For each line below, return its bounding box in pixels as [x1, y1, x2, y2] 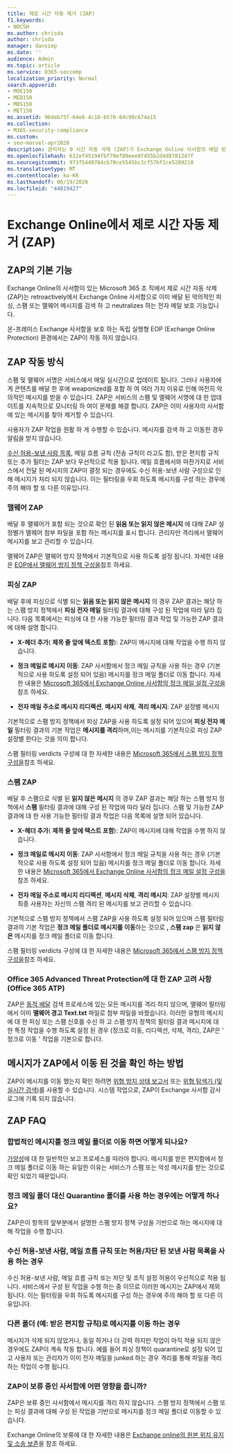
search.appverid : [7, 81, 58, 88]
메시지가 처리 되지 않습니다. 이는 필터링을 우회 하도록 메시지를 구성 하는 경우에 [14, 475, 225, 484]
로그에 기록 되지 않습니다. [7, 1094, 76, 1103]
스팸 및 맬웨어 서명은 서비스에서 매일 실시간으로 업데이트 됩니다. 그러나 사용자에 [7, 376, 222, 384]
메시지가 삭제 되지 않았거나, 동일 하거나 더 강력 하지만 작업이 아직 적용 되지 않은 [7, 1336, 222, 1344]
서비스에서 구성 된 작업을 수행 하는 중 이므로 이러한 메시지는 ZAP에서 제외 [21, 1282, 221, 1291]
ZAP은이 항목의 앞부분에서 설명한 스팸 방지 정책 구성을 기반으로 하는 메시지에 [7, 1219, 215, 1227]
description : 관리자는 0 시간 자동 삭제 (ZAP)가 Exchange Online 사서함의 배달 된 [7, 146, 227, 153]
